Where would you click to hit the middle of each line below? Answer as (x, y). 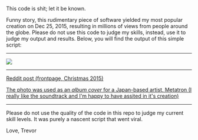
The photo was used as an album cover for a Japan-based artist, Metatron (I (99, 90)
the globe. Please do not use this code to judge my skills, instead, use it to (96, 32)
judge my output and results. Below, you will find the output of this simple (95, 39)
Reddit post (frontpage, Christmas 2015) (55, 78)
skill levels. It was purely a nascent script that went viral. (75, 119)
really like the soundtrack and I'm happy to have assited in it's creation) (93, 96)
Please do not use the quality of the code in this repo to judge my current (95, 113)
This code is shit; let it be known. (46, 9)
